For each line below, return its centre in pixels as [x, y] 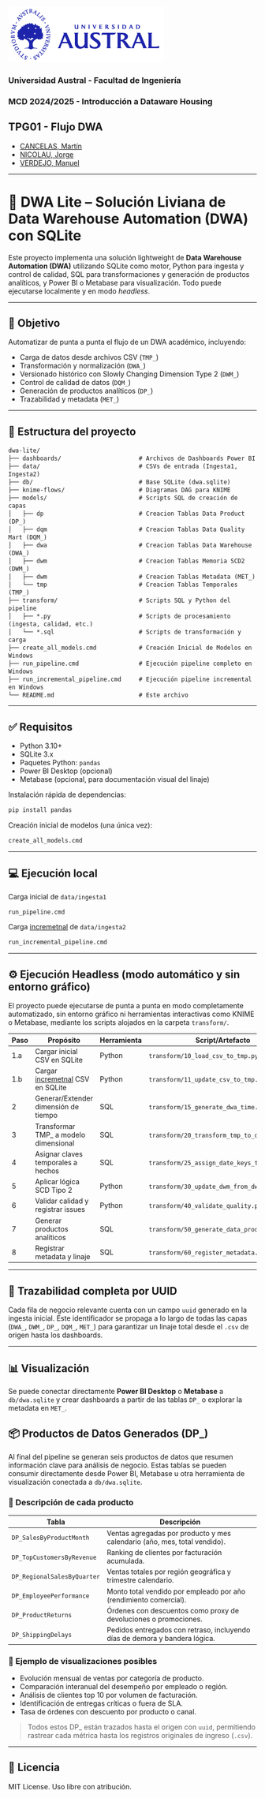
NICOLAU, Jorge [47, 154]
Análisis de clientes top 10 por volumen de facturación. [109, 1695]
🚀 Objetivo [34, 323]
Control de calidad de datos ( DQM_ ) [75, 383]
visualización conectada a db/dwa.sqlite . [75, 1482]
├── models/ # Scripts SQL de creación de [123, 498]
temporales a [56, 1162]
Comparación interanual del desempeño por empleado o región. [124, 1686]
